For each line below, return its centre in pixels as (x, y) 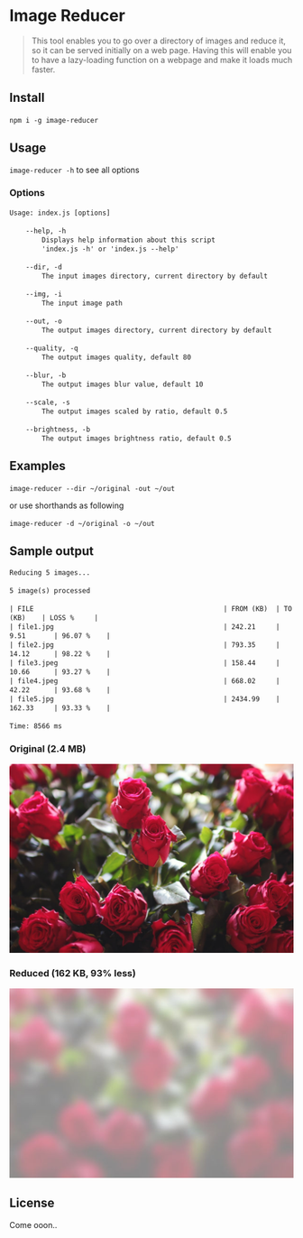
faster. (43, 69)
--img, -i (44, 294)
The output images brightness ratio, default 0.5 (137, 439)
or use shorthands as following (67, 505)
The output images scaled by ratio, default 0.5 (135, 411)
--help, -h (46, 231)
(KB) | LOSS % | (54, 618)
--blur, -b (46, 375)
